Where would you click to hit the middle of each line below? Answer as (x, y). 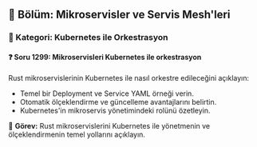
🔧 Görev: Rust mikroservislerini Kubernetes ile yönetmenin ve (109, 125)
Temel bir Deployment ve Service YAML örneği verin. (107, 93)
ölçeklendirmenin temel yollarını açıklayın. (77, 134)
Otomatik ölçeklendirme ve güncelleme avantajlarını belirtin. (118, 101)
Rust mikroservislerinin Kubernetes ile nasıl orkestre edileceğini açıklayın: (129, 77)
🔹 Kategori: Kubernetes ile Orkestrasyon (89, 38)
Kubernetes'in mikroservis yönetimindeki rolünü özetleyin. (115, 110)
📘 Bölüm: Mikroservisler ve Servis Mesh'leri (119, 15)
